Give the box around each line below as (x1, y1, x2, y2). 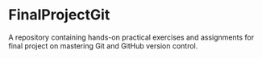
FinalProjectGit (8, 6, 110, 24)
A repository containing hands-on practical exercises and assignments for (8, 32, 255, 42)
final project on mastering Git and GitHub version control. (8, 40, 198, 50)
